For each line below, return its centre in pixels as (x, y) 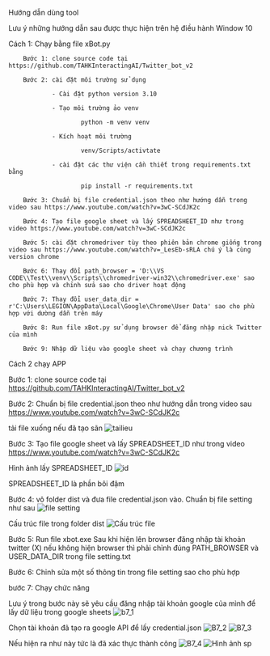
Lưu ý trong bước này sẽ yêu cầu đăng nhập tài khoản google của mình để (132, 603)
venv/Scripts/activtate (120, 150)
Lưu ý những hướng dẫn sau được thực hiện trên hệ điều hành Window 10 (131, 28)
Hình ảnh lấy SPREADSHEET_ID (61, 468)
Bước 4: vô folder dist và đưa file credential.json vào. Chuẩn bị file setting (131, 499)
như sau (22, 508)
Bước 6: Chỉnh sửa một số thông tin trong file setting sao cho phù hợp (124, 572)
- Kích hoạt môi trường (91, 137)
